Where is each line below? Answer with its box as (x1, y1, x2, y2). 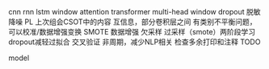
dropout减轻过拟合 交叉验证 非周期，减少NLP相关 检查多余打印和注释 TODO (8, 37, 261, 47)
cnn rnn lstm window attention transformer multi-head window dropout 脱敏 (8, 7, 261, 16)
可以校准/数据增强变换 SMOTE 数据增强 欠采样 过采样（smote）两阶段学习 (8, 27, 256, 36)
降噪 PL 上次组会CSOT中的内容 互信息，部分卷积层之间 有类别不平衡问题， (8, 17, 257, 26)
